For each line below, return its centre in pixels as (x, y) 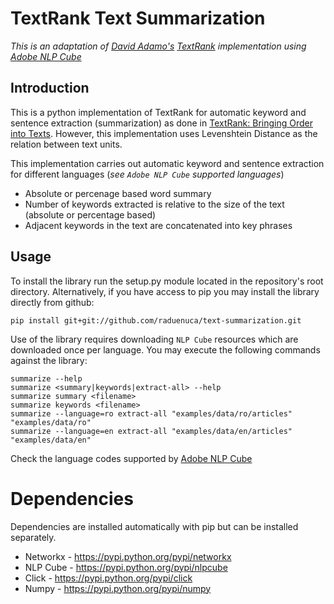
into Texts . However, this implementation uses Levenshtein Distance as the (164, 133)
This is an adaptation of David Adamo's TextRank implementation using (158, 46)
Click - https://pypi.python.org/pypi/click (108, 578)
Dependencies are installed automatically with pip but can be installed (154, 526)
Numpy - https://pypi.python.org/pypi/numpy (118, 588)
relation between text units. (66, 144)
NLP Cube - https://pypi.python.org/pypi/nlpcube (126, 567)
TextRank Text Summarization (138, 18)
